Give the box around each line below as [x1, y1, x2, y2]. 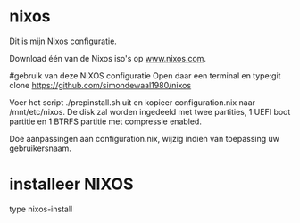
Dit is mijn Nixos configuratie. [9, 36, 118, 46]
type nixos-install [9, 203, 73, 214]
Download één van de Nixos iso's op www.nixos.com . [9, 53, 207, 63]
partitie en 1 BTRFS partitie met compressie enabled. [9, 116, 203, 127]
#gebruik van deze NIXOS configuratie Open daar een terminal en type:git [9, 70, 281, 81]
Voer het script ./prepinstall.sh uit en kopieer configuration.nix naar [9, 96, 256, 108]
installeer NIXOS [9, 174, 134, 194]
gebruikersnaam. [9, 143, 71, 153]
